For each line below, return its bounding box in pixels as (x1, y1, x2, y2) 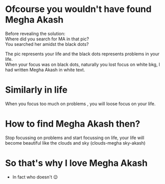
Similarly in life (5, 84, 68, 96)
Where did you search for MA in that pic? (5, 36, 89, 42)
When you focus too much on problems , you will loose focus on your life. (5, 101, 156, 107)
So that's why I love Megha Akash (5, 158, 148, 169)
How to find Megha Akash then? (5, 118, 141, 130)
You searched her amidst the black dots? (5, 41, 89, 47)
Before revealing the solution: (5, 30, 66, 36)
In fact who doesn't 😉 (12, 174, 58, 180)
